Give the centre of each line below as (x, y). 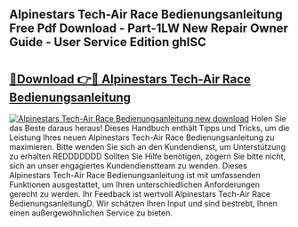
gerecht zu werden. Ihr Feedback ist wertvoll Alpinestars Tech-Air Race (140, 194)
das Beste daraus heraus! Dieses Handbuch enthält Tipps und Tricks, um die (150, 128)
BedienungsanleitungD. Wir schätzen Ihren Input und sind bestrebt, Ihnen (144, 204)
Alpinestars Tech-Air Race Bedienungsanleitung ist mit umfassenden (135, 175)
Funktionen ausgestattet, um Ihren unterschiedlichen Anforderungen (135, 184)
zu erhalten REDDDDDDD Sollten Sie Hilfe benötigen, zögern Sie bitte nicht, (148, 156)
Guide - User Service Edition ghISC (108, 42)
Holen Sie (268, 118)
